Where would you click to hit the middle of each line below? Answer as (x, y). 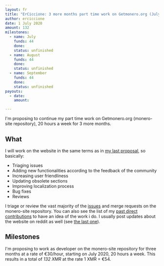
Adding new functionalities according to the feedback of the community (84, 170)
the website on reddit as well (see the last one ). (53, 221)
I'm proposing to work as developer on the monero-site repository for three (81, 248)
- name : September (28, 73)
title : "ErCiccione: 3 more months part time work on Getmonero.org (76, 14)
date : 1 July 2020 (24, 23)
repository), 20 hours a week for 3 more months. (62, 124)
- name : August (25, 55)
